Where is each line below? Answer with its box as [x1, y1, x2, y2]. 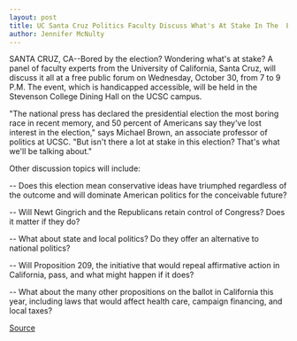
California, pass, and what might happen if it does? [9, 269, 194, 280]
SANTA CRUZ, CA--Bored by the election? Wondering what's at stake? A [9, 54, 274, 65]
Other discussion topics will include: [9, 163, 141, 174]
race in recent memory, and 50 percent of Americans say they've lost [9, 118, 263, 128]
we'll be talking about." [9, 146, 93, 157]
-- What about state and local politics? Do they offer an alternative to [9, 234, 259, 244]
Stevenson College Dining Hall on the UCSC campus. [9, 91, 202, 102]
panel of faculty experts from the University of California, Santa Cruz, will [9, 63, 277, 74]
